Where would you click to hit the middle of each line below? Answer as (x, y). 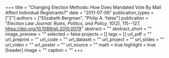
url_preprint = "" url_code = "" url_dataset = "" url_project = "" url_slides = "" (85, 39)
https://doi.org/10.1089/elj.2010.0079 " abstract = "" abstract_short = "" (79, 29)
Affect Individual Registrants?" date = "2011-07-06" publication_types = (79, 13)
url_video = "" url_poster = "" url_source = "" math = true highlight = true (80, 45)
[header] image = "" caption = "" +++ (44, 50)
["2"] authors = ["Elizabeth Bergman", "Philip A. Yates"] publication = (77, 18)
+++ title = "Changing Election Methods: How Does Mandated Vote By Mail (83, 7)
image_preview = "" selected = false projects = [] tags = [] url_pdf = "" (78, 34)
